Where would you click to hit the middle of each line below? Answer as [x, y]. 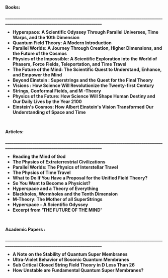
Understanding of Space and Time [49, 112]
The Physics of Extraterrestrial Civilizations [59, 162]
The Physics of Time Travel [41, 172]
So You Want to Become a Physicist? [51, 183]
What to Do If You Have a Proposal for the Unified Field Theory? [80, 178]
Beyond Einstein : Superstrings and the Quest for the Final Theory [83, 80]
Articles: [15, 132]
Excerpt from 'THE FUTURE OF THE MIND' [57, 210]
